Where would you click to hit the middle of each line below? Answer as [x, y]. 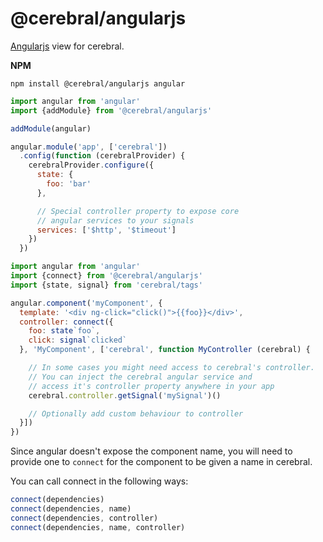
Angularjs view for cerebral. [67, 46]
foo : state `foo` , [64, 331]
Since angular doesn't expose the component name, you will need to [151, 451]
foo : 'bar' [69, 184]
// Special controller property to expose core [138, 211]
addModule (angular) [51, 128]
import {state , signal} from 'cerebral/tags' [106, 285]
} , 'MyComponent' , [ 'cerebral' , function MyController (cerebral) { [165, 350]
